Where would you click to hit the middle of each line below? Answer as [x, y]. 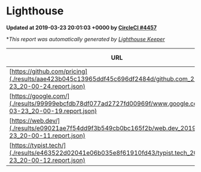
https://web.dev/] [36, 121]
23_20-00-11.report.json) [47, 136]
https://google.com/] [41, 96]
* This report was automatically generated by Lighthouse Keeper [86, 39]
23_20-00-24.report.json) [47, 86]
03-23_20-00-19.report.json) [53, 110]
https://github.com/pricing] [50, 71]
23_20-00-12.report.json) [47, 160]
